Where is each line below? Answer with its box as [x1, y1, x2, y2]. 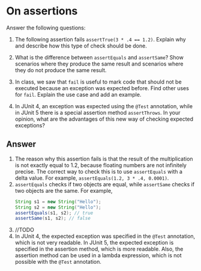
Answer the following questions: [6, 24, 86, 31]
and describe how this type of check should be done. [14, 42, 147, 49]
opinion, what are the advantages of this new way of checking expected [14, 115, 194, 123]
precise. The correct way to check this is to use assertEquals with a [14, 168, 183, 175]
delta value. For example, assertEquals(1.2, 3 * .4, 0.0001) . [14, 174, 169, 181]
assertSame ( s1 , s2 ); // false [14, 215, 91, 222]
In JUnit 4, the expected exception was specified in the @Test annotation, [14, 233, 196, 240]
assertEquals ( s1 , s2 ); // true [14, 210, 94, 216]
